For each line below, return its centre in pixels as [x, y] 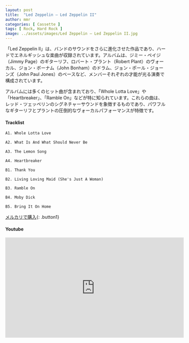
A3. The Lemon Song [26, 151]
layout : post [19, 10]
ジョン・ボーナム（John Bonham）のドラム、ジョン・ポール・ [84, 68]
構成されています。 [25, 80]
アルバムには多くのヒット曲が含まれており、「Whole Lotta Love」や [76, 91]
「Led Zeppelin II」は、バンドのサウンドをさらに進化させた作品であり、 [81, 49]
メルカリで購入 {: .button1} [32, 217]
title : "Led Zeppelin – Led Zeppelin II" [51, 15]
